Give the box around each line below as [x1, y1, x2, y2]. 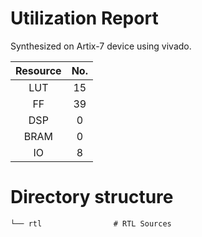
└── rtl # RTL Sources [10, 218, 172, 229]
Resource [15, 63, 62, 77]
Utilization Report [10, 7, 159, 30]
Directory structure [10, 186, 174, 209]
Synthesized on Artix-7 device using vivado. [10, 40, 192, 52]
